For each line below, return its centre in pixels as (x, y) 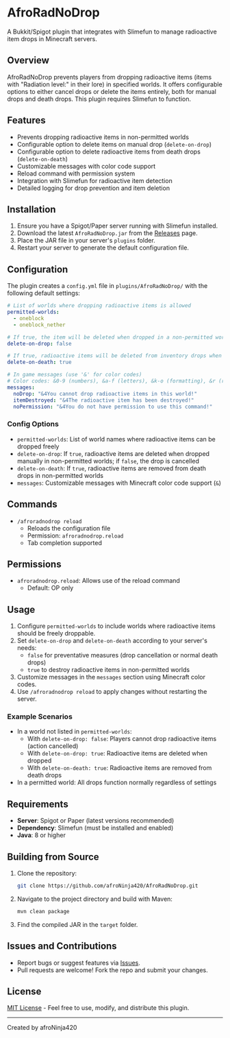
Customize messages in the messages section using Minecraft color (111, 677)
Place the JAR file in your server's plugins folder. (86, 241)
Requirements (38, 804)
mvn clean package (43, 911)
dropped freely (38, 446)
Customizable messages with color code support (86, 166)
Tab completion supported (65, 542)
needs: (27, 648)
